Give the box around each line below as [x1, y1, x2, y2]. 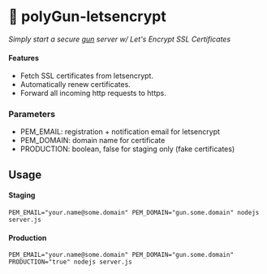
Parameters [8, 109, 55, 120]
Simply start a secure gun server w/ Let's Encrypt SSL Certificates [8, 34, 231, 44]
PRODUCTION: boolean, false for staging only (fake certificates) [19, 144, 235, 154]
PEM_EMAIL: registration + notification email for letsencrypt [19, 127, 221, 137]
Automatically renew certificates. [19, 80, 131, 89]
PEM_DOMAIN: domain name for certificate [19, 136, 166, 146]
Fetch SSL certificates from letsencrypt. [19, 71, 154, 80]
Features [8, 53, 39, 63]
